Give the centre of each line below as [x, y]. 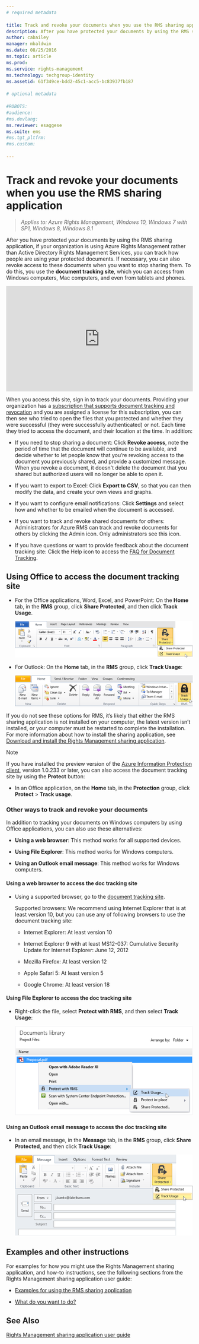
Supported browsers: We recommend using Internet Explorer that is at [100, 908]
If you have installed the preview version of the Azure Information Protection [99, 764]
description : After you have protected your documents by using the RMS [98, 31]
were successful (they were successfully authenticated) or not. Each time [96, 425]
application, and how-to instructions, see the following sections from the [94, 1273]
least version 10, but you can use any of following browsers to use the [100, 914]
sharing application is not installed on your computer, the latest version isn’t [98, 722]
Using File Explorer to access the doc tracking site [69, 998]
